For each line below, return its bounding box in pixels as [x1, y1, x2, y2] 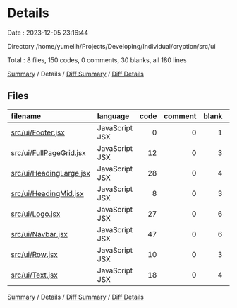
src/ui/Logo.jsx [11, 209, 61, 219]
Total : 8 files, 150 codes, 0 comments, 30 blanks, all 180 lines [7, 55, 187, 64]
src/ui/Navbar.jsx [11, 229, 68, 239]
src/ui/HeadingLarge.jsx [11, 168, 90, 178]
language [97, 111, 130, 121]
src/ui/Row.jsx [11, 249, 59, 259]
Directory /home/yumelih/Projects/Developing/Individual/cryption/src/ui [7, 42, 217, 50]
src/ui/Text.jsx [11, 270, 58, 280]
